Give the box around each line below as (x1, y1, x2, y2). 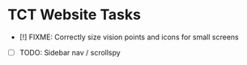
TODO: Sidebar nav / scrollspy (19, 47, 121, 57)
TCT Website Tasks (7, 6, 141, 24)
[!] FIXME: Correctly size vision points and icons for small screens (19, 32, 240, 42)
